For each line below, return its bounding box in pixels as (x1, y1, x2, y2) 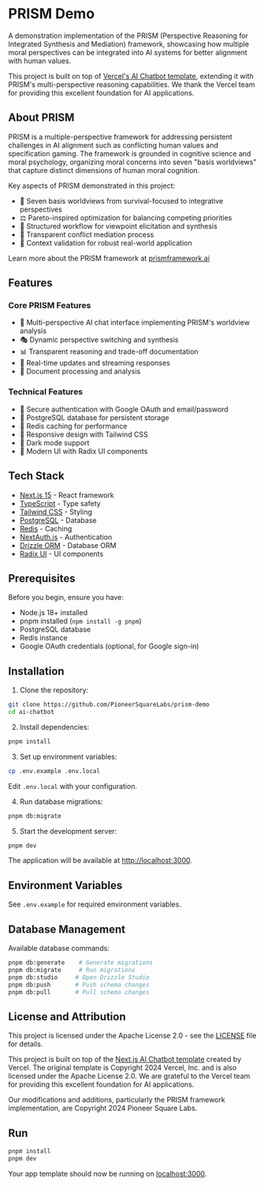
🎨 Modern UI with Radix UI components (19, 446, 148, 456)
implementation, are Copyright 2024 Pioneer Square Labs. (8, 1103, 198, 1113)
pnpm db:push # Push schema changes (8, 981, 150, 989)
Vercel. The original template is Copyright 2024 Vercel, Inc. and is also (8, 1063, 237, 1072)
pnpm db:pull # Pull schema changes (8, 988, 150, 996)
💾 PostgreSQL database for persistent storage (19, 412, 169, 422)
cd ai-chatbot (8, 708, 55, 716)
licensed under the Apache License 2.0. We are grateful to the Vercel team (8, 1072, 251, 1081)
